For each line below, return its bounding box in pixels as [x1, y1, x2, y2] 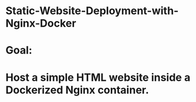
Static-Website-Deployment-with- [5, 4, 179, 18]
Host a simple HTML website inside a [5, 71, 191, 84]
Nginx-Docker [5, 17, 76, 30]
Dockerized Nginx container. [5, 83, 149, 97]
